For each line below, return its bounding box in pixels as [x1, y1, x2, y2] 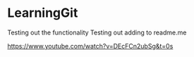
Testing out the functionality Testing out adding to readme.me [7, 28, 187, 37]
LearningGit [7, 5, 78, 21]
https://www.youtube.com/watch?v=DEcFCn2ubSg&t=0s [7, 42, 174, 50]
